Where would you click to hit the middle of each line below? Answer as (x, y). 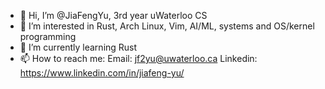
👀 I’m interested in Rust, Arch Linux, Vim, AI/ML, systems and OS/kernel (167, 26)
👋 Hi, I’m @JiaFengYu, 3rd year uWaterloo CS (113, 15)
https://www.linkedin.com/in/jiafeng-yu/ (102, 73)
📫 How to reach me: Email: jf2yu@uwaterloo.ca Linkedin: (138, 58)
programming (48, 36)
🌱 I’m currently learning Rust (78, 47)
